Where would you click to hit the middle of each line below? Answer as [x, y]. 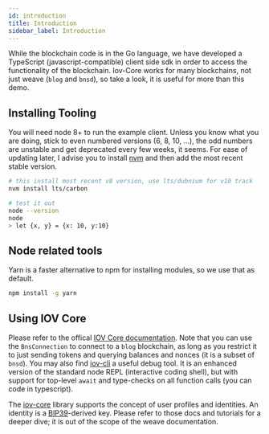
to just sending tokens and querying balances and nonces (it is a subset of [132, 354]
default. [21, 279]
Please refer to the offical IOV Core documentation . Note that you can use [130, 338]
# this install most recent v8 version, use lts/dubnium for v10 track [130, 182]
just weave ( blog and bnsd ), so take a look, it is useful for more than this [126, 79]
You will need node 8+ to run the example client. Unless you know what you [134, 133]
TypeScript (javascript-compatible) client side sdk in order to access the [128, 62]
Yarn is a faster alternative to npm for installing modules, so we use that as [132, 270]
